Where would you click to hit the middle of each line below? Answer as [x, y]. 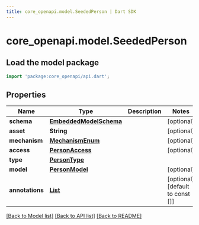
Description [145, 111]
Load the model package [53, 63]
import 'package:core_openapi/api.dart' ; [58, 76]
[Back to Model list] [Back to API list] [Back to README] [74, 216]
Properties [26, 94]
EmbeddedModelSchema [86, 121]
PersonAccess [70, 150]
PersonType [67, 160]
